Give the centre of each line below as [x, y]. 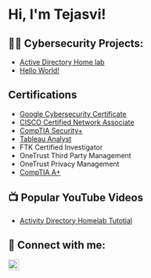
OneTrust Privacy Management [69, 164]
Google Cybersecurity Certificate [73, 114]
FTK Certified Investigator [61, 147]
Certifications [43, 95]
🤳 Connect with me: [57, 246]
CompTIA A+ [40, 172]
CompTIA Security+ [51, 130]
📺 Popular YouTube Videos [75, 198]
